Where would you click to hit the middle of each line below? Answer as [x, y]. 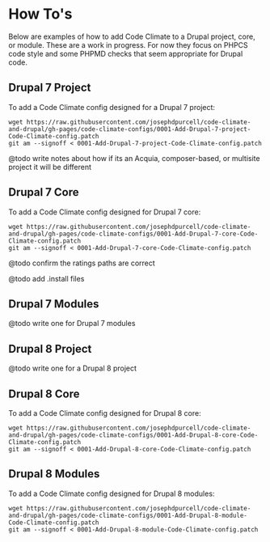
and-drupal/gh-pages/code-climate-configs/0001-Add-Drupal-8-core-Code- [133, 435]
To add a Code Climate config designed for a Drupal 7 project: [112, 107]
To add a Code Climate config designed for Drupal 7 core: [105, 212]
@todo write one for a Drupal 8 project [73, 368]
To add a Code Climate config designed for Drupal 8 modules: [112, 493]
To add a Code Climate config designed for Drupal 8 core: [105, 413]
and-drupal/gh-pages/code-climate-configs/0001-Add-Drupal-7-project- [130, 129]
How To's [40, 14]
